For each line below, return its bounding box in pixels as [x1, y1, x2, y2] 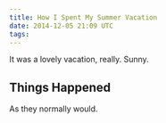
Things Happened [9, 79, 112, 94]
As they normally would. [9, 103, 98, 114]
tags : [9, 29, 29, 38]
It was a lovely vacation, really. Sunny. [9, 54, 149, 65]
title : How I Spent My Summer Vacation [9, 12, 158, 22]
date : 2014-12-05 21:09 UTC [9, 21, 114, 30]
